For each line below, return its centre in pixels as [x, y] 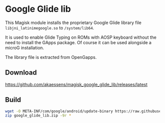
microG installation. [25, 48]
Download [21, 73]
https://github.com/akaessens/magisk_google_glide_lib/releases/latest [76, 84]
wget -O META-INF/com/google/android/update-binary [59, 111]
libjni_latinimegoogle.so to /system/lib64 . [50, 27]
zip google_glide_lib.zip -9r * [38, 116]
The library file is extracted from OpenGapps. [51, 57]
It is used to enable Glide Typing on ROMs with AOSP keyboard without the [81, 37]
